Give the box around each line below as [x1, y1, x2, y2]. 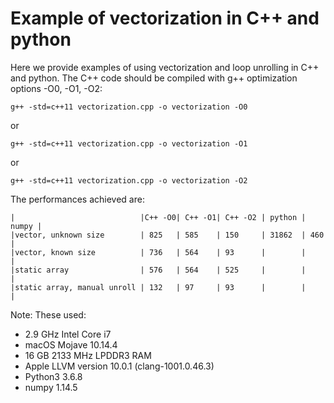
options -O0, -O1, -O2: [10, 82, 103, 94]
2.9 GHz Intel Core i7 [24, 328, 112, 340]
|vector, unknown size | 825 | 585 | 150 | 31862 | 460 [10, 230, 325, 240]
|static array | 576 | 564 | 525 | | [10, 265, 307, 275]
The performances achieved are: [10, 193, 145, 205]
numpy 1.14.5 [24, 381, 78, 393]
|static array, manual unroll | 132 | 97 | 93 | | [10, 282, 307, 292]
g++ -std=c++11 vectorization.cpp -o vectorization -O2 [10, 175, 248, 186]
